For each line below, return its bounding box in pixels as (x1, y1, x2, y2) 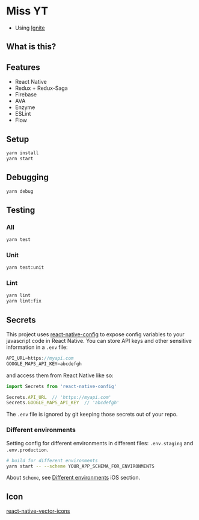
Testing (6, 205, 35, 215)
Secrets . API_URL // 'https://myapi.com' (6, 394, 112, 400)
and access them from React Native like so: (6, 372, 114, 379)
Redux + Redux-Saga (14, 84, 68, 92)
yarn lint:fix (6, 298, 42, 304)
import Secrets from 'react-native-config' (6, 383, 117, 389)
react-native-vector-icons (6, 507, 70, 515)
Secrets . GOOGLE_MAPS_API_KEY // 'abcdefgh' (6, 399, 120, 406)
